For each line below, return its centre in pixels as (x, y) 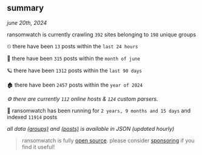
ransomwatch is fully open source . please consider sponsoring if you (108, 140)
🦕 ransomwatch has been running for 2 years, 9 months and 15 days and (99, 110)
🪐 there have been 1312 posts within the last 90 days (74, 70)
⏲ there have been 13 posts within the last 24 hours (72, 46)
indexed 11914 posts (32, 117)
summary (25, 8)
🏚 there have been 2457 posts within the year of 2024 (75, 85)
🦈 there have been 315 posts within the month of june (73, 58)
